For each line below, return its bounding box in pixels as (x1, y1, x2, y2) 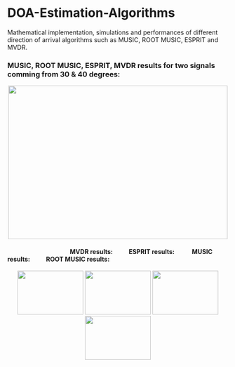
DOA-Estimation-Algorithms (7, 5, 175, 21)
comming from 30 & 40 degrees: (7, 69, 121, 79)
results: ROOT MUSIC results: (7, 255, 110, 263)
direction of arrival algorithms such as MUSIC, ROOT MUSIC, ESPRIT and (7, 35, 219, 44)
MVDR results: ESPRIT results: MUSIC (69, 247, 213, 255)
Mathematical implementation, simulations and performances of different (7, 28, 218, 36)
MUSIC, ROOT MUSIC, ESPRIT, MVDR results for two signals (7, 60, 215, 70)
